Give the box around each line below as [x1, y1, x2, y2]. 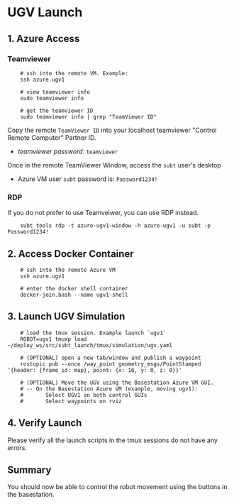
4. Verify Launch [7, 417, 82, 429]
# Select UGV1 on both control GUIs [20, 391, 147, 398]
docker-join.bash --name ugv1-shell [20, 291, 129, 298]
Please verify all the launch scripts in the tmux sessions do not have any [7, 436, 218, 444]
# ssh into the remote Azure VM [20, 266, 116, 273]
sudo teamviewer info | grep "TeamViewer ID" [20, 113, 157, 121]
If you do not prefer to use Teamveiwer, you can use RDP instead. [7, 209, 199, 217]
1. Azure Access [7, 33, 80, 45]
